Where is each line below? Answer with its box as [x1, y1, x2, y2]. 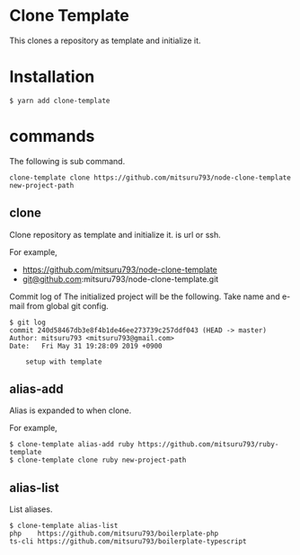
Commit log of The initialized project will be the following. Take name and [9, 291, 280, 302]
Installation [9, 66, 95, 87]
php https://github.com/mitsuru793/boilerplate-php [9, 529, 219, 539]
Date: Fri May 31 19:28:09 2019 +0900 [9, 341, 163, 350]
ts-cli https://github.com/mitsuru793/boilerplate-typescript [9, 537, 247, 546]
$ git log [9, 318, 47, 327]
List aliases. [9, 504, 53, 515]
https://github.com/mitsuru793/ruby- [137, 440, 279, 449]
